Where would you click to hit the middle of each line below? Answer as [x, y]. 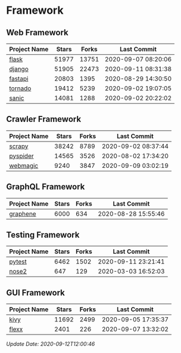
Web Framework [37, 33]
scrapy [19, 146]
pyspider [21, 156]
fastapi [19, 79]
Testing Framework [43, 235]
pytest [18, 262]
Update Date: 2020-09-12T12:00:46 [51, 344]
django [19, 69]
